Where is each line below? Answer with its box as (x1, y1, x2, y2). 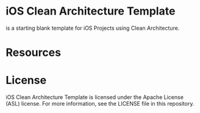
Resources (5, 46, 62, 60)
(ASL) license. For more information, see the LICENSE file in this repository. (5, 100, 195, 108)
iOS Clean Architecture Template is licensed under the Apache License (5, 94, 184, 101)
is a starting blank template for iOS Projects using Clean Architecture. (5, 24, 180, 32)
